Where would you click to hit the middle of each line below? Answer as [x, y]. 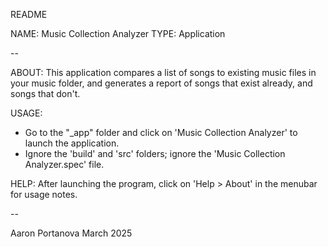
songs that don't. [45, 93]
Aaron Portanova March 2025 [71, 233]
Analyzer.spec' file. [64, 164]
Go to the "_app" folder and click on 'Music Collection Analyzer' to [161, 132]
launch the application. [72, 143]
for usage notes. [44, 194]
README [29, 14]
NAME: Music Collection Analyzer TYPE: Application [118, 33]
